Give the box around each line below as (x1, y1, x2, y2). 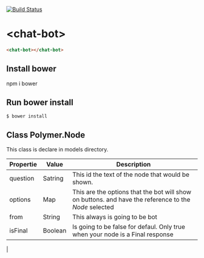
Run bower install (6, 98, 74, 108)
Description (116, 160, 151, 169)
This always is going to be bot (72, 213, 158, 221)
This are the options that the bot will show (72, 188, 192, 196)
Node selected (72, 203, 114, 211)
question (9, 174, 35, 183)
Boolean (42, 227, 67, 235)
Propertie (9, 160, 38, 169)
